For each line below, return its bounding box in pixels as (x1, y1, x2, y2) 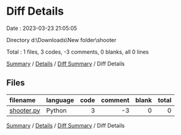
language (46, 96, 75, 104)
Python (46, 106, 67, 114)
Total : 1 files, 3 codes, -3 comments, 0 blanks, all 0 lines (6, 48, 149, 56)
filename (9, 96, 36, 104)
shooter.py (9, 106, 41, 114)
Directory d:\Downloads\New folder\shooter (6, 36, 117, 43)
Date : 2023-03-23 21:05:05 (6, 24, 78, 32)
